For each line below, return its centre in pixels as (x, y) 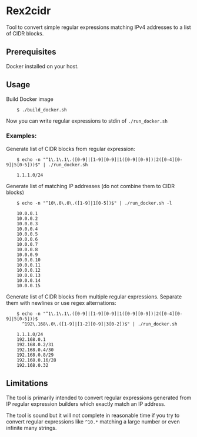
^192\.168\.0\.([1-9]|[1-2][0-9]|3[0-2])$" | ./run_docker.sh (99, 324)
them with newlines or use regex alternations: (61, 303)
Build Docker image (30, 99)
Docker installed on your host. (43, 66)
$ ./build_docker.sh (42, 110)
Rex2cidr (29, 11)
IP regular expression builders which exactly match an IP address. (86, 404)
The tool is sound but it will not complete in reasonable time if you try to (93, 415)
